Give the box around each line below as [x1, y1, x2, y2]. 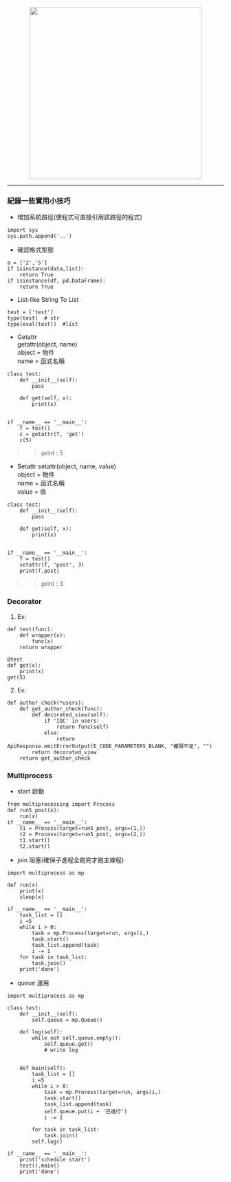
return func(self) [56, 723, 109, 730]
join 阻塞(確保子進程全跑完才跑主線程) [16, 855, 124, 864]
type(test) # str [7, 315, 60, 322]
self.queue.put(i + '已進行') [43, 1108, 128, 1115]
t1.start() [19, 837, 51, 844]
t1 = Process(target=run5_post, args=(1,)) [19, 824, 146, 831]
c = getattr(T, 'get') [19, 431, 85, 438]
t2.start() [19, 842, 51, 850]
